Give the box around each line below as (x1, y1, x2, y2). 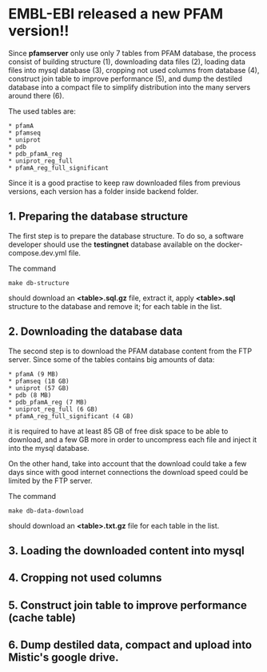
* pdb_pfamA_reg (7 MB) (8, 398, 88, 406)
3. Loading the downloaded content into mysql (8, 544, 245, 557)
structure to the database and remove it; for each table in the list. (8, 301, 222, 311)
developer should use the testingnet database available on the (8, 239, 216, 249)
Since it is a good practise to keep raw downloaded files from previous (8, 178, 241, 187)
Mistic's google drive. (8, 650, 119, 665)
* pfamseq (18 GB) (8, 377, 70, 385)
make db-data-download (8, 506, 84, 515)
